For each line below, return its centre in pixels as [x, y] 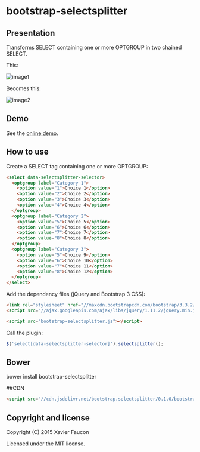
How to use [27, 152]
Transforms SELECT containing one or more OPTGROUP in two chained [94, 47]
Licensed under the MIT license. [46, 444]
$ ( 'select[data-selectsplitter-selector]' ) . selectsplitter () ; [85, 344]
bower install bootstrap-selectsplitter [51, 377]
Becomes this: [24, 88]
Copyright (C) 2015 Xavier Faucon [48, 432]
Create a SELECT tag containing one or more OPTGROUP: [77, 166]
